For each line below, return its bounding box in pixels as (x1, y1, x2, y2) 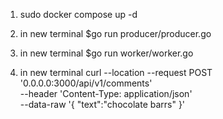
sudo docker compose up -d (19, 9, 138, 20)
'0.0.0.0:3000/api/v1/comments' (19, 77, 153, 89)
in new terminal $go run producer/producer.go (19, 28, 212, 39)
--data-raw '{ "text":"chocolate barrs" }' (19, 99, 186, 110)
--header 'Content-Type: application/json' (19, 88, 193, 99)
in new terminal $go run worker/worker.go (19, 47, 194, 59)
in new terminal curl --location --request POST (19, 67, 213, 78)
